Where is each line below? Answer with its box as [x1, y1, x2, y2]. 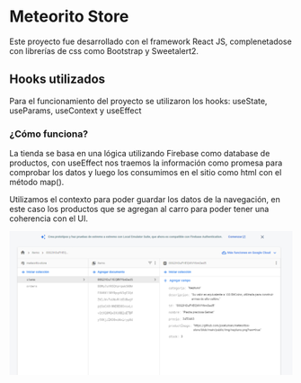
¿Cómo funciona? [9, 128, 88, 140]
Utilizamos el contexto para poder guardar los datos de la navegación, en [9, 194, 281, 205]
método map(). [9, 177, 65, 188]
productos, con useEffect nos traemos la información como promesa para [9, 157, 283, 168]
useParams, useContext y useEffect [9, 105, 142, 116]
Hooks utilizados [9, 72, 106, 87]
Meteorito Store [9, 6, 129, 27]
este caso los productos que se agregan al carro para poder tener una [9, 204, 270, 215]
